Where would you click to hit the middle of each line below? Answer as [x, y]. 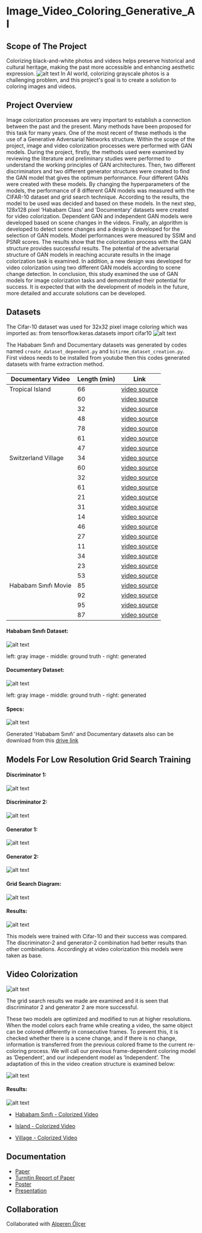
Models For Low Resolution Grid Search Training [99, 759]
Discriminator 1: [27, 775]
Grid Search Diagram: [34, 884]
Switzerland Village [36, 458]
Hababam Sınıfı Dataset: [37, 631]
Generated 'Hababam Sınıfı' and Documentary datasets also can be [90, 734]
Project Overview [39, 105]
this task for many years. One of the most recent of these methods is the [96, 133]
